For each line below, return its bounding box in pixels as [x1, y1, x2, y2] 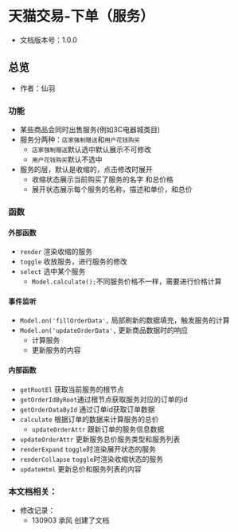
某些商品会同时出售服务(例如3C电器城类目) [19, 125, 161, 135]
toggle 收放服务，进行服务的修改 [19, 256, 127, 267]
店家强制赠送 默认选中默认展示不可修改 [31, 145, 151, 155]
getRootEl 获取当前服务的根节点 [19, 384, 125, 394]
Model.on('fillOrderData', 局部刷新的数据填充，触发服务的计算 [19, 315, 230, 325]
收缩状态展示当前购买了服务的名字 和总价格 [31, 174, 174, 184]
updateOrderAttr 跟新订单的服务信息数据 [31, 424, 165, 434]
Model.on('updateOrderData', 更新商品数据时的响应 [19, 326, 189, 335]
